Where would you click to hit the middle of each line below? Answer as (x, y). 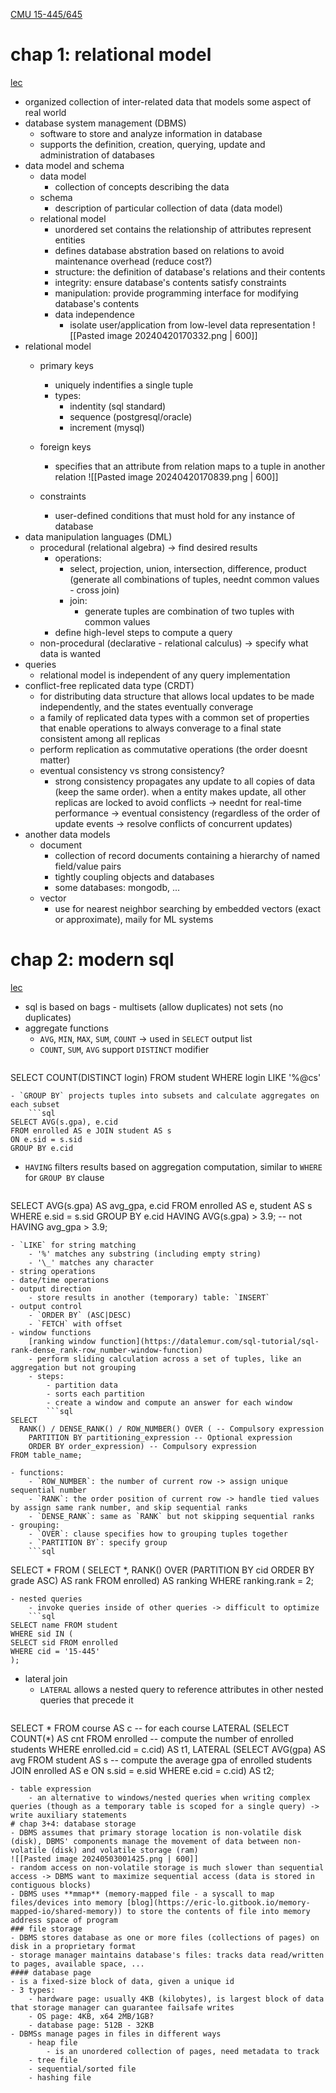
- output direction (51, 1289)
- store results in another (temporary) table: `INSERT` (149, 1297)
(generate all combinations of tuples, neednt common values (194, 579)
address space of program (64, 1920)
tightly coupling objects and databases (134, 876)
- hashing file (60, 2077)
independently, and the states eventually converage (146, 706)
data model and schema (74, 165)
